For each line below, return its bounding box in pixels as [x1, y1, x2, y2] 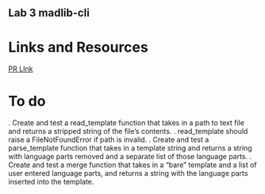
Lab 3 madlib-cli [8, 6, 90, 20]
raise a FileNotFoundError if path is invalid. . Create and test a [8, 135, 209, 145]
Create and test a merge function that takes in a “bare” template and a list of [8, 160, 258, 169]
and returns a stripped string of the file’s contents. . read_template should [8, 127, 248, 136]
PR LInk [8, 64, 33, 74]
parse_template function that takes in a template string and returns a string [8, 143, 252, 153]
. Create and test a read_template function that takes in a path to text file [8, 118, 244, 127]
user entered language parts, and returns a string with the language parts [8, 169, 248, 178]
